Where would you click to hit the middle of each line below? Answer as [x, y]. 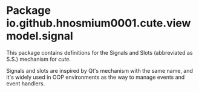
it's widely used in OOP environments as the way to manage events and [96, 77]
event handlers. [26, 83]
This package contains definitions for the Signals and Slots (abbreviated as [99, 52]
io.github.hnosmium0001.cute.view [99, 23]
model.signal [40, 36]
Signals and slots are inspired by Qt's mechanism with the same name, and [100, 70]
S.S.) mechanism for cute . [39, 59]
